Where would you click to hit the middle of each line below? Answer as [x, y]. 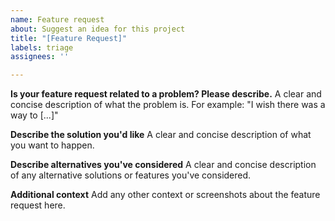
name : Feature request [57, 19]
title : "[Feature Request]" [69, 38]
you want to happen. [52, 145]
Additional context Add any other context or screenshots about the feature [165, 195]
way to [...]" [34, 115]
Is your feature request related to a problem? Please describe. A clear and [166, 94]
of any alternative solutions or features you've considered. [131, 175]
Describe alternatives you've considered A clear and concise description [163, 165]
